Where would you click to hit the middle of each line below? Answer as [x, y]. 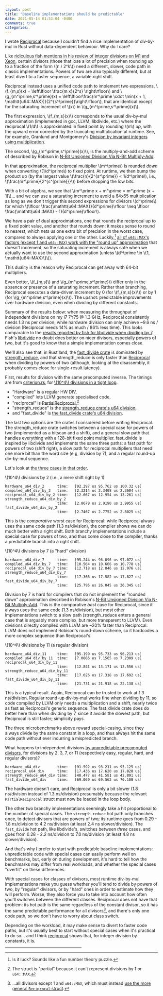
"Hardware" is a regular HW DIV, [44, 392]
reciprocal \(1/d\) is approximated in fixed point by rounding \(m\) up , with [78, 126]
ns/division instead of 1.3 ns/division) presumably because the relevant [76, 794]
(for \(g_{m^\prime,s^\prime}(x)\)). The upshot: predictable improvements [78, 297]
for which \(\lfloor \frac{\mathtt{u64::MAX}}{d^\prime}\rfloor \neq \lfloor [77, 206]
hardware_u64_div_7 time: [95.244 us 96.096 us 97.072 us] [73, 560]
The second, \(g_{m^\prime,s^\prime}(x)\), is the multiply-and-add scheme [80, 152]
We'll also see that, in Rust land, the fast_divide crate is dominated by [74, 352]
